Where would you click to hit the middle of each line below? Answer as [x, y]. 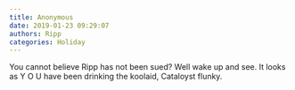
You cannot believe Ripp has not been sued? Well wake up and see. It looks [147, 67]
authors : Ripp [36, 34]
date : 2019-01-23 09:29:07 [59, 26]
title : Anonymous [41, 17]
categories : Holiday [48, 42]
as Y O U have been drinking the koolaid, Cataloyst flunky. [116, 77]
